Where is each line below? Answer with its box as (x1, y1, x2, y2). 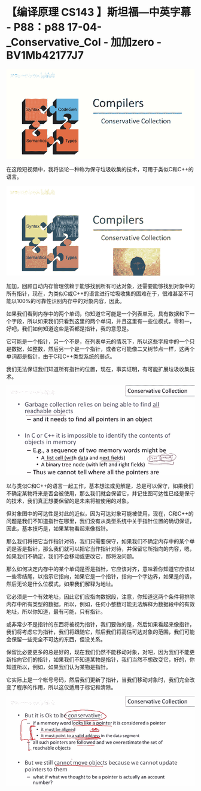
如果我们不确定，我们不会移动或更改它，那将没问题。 (6, 552, 138, 560)
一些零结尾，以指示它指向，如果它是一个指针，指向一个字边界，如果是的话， (6, 572, 195, 580)
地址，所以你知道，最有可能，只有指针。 (6, 608, 106, 615)
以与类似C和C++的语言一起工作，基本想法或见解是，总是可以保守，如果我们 (6, 482, 194, 489)
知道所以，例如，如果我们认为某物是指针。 (6, 663, 111, 671)
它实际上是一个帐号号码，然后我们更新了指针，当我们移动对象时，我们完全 (6, 676, 190, 683)
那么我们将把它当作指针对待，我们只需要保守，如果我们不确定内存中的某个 (6, 537, 190, 545)
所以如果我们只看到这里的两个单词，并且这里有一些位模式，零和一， (26, 317, 195, 325)
